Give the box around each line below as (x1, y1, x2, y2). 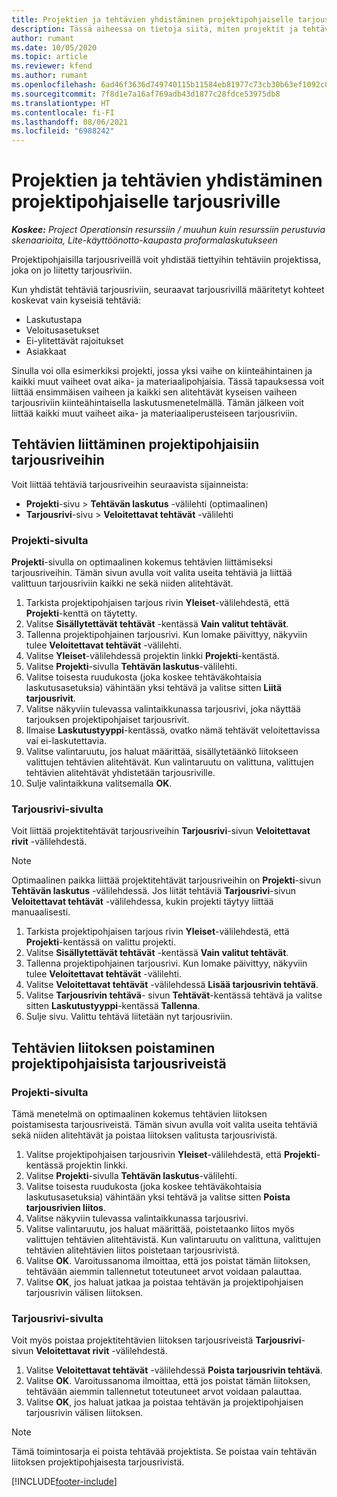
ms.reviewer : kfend (11, 61, 93, 71)
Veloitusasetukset (25, 324, 100, 336)
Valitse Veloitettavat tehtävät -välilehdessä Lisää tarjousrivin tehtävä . (25, 979, 319, 991)
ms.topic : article (11, 52, 88, 62)
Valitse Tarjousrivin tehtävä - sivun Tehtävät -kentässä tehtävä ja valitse (25, 989, 323, 1001)
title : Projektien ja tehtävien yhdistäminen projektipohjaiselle (11, 14, 294, 25)
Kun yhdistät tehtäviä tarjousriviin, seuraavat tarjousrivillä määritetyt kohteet (11, 284, 325, 296)
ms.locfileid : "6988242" (11, 126, 115, 136)
